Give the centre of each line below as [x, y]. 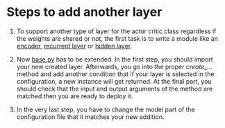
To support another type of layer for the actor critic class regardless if [116, 31]
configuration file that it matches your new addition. [90, 117]
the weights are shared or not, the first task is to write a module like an [117, 38]
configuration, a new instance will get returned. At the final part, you [114, 81]
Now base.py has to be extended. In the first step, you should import [115, 59]
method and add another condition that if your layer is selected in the [115, 74]
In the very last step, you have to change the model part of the [106, 109]
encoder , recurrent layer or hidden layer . [74, 46]
